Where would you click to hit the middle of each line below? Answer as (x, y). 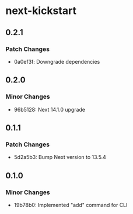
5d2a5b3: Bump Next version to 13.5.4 (60, 157)
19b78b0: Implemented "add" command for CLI (71, 205)
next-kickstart (41, 11)
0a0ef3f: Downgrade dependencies (57, 61)
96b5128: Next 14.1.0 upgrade (50, 109)
